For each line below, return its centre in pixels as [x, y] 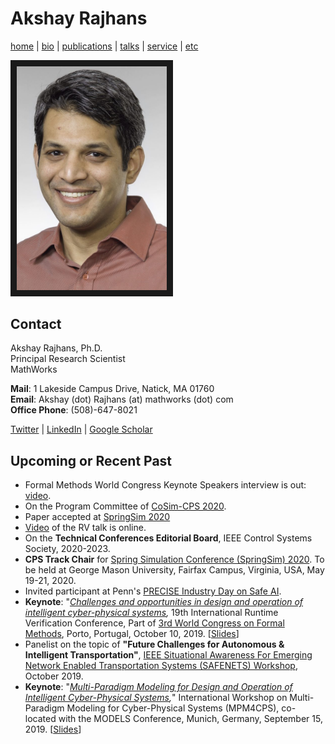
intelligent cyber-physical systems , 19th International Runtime [151, 613]
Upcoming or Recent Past [91, 460]
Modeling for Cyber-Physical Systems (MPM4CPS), [173, 708]
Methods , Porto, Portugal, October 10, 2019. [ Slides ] [132, 634]
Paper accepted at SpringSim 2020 [97, 517]
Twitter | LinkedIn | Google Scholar [81, 429]
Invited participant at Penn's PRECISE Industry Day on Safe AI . [153, 591]
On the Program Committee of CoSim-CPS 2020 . [125, 506]
